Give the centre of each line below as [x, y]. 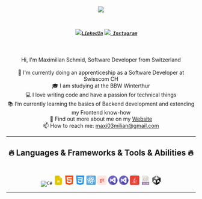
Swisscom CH [101, 79]
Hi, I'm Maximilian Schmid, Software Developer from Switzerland [101, 60]
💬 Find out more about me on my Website [101, 119]
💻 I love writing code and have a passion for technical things [101, 95]
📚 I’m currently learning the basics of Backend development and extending [101, 104]
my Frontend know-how [101, 113]
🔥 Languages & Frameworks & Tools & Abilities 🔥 [101, 153]
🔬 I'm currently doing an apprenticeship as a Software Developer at [101, 73]
